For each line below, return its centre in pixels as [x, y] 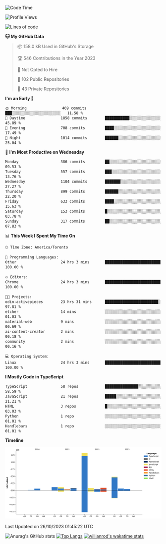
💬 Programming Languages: [32, 257]
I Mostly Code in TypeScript [34, 377]
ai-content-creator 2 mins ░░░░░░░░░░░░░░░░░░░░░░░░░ [83, 332]
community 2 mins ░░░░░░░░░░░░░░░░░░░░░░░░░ [83, 342]
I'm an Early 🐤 [20, 98]
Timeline [14, 440]
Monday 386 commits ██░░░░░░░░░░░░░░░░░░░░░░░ [83, 162]
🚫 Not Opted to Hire [37, 70]
